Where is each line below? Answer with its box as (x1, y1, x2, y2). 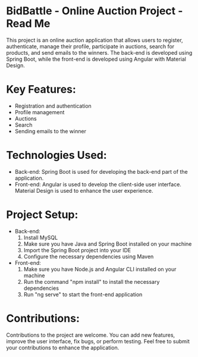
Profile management (14, 108, 65, 115)
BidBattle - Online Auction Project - (6, 4, 183, 18)
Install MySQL (23, 234, 58, 241)
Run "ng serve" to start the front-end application (23, 290, 143, 298)
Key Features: (6, 83, 76, 96)
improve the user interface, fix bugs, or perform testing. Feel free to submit (6, 337, 190, 345)
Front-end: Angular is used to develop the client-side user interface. (14, 180, 181, 188)
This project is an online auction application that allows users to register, (6, 36, 183, 43)
